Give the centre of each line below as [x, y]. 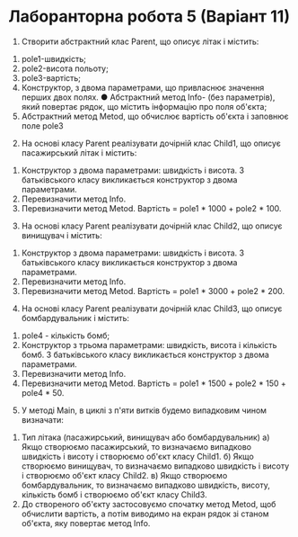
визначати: [43, 419]
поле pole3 [42, 125]
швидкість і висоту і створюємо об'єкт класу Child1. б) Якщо [138, 456]
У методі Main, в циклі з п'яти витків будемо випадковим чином [144, 410]
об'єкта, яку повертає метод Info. [86, 523]
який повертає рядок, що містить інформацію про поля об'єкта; [144, 106]
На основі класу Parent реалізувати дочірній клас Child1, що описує [151, 143]
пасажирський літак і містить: [79, 152]
